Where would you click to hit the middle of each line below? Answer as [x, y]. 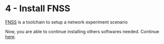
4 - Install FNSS [38, 9]
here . [10, 37]
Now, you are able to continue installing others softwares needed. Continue [82, 31]
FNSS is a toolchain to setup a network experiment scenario [67, 22]
